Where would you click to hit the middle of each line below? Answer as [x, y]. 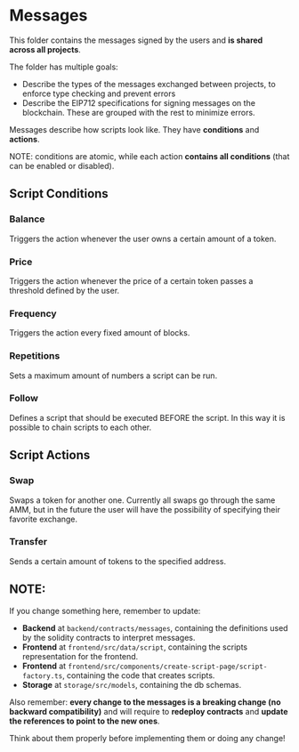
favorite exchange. [44, 519]
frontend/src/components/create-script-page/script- [168, 667]
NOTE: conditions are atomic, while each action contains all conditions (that [149, 156]
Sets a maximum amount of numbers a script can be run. [113, 376]
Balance [27, 219]
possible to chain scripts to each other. [81, 427]
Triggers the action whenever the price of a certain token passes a [131, 280]
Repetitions [35, 356]
